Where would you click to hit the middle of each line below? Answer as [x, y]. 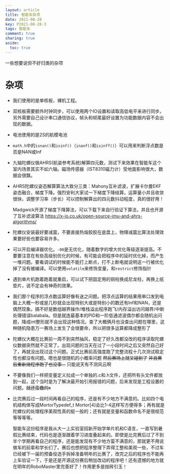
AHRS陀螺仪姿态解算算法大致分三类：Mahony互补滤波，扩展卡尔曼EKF [87, 186]
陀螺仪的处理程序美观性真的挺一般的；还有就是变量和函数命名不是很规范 [88, 411]
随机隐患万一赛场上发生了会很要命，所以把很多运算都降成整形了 [84, 328]
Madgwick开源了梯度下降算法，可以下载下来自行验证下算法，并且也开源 [88, 209]
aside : [12, 43]
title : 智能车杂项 [23, 15]
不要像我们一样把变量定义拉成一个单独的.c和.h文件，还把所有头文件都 [86, 375]
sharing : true [20, 39]
